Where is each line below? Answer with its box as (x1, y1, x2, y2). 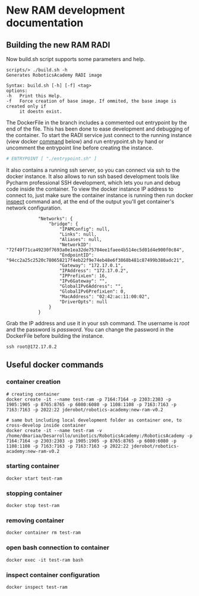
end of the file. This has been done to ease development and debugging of (6, 125, 189, 132)
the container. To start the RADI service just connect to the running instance (6, 132, 192, 138)
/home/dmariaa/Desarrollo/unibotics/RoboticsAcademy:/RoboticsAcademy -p (6, 433, 193, 439)
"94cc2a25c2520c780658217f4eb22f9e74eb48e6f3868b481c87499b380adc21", (6, 257, 185, 263)
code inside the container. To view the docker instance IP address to (6, 185, 174, 192)
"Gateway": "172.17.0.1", (59, 262, 124, 268)
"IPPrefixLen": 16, (59, 272, 108, 279)
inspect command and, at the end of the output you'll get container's (6, 198, 175, 205)
